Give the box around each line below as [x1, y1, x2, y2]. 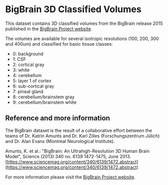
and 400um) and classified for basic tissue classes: [5, 41, 113, 47]
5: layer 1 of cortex [12, 78, 52, 84]
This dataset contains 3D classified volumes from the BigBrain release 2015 [5, 20, 163, 26]
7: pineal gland [12, 88, 44, 94]
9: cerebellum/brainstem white [12, 99, 77, 105]
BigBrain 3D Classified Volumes [5, 4, 142, 15]
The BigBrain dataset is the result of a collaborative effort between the [5, 127, 152, 133]
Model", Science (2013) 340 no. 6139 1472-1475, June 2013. [5, 153, 131, 159]
